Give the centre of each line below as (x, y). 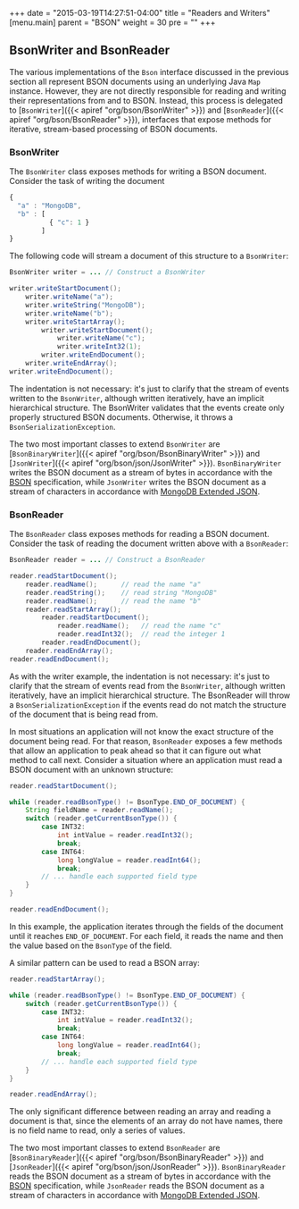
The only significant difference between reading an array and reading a (140, 1112)
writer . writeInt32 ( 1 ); (99, 347)
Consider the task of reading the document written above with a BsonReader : (149, 543)
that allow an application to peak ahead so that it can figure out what (135, 751)
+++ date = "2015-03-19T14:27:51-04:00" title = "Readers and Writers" (140, 13)
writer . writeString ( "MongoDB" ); (85, 305)
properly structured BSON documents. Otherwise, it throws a (121, 417)
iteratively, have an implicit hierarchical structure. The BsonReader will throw (150, 695)
